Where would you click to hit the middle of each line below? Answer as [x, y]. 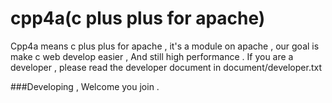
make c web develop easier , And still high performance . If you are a [152, 56]
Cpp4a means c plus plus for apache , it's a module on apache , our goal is [165, 46]
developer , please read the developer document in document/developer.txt [166, 67]
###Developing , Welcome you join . [85, 86]
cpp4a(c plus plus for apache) [138, 18]
